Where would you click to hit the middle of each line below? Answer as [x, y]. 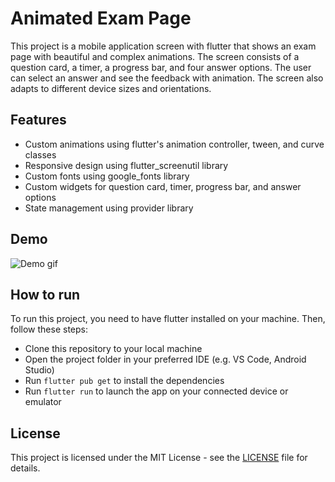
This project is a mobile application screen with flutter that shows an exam [163, 46]
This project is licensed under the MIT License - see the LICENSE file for [159, 458]
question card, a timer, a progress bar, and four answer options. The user [161, 67]
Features [38, 120]
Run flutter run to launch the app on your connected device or [156, 391]
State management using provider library [109, 208]
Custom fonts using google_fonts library [107, 176]
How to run [45, 294]
